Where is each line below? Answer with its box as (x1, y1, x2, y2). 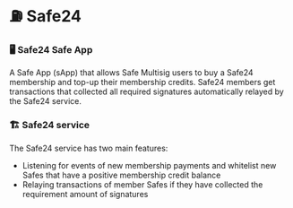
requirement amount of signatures (22, 188, 149, 199)
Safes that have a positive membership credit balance (22, 169, 221, 180)
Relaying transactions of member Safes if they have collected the (22, 178, 263, 190)
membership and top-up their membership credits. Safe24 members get (9, 77, 276, 88)
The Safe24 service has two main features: (9, 143, 168, 153)
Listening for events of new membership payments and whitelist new (22, 160, 277, 170)
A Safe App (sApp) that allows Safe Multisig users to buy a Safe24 (9, 67, 254, 78)
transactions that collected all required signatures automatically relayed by (9, 86, 284, 97)
